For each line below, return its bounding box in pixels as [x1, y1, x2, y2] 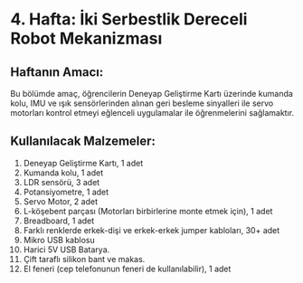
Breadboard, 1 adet [23, 215, 95, 226]
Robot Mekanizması [10, 28, 163, 49]
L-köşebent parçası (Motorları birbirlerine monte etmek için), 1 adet [23, 205, 273, 216]
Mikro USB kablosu [23, 234, 95, 245]
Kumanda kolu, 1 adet [23, 167, 103, 178]
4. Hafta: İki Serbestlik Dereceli [10, 9, 248, 30]
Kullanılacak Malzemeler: [10, 134, 156, 149]
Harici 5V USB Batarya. [23, 244, 110, 255]
